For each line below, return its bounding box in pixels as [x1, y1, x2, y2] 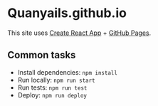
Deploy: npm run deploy [17, 90, 88, 99]
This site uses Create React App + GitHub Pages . [7, 28, 152, 37]
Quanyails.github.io [7, 5, 127, 21]
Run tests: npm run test [17, 83, 88, 92]
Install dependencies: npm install [17, 68, 117, 76]
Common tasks [7, 49, 76, 61]
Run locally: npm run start [17, 75, 95, 84]
